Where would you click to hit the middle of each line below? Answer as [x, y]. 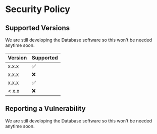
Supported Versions [37, 28]
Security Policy [38, 9]
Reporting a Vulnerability [45, 109]
